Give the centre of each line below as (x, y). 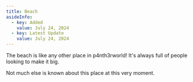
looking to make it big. (33, 61)
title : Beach (22, 11)
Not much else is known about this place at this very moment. (80, 73)
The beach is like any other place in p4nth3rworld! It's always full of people (97, 55)
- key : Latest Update (38, 33)
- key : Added (27, 22)
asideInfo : (19, 17)
